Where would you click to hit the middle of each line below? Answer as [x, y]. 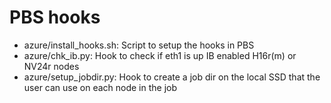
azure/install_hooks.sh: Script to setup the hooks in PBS [139, 45]
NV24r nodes [51, 66]
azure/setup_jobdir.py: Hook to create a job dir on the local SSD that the [172, 77]
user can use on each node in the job [100, 87]
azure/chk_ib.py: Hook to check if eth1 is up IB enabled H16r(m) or [160, 55]
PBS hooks [55, 17]
